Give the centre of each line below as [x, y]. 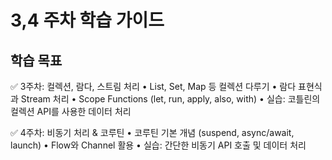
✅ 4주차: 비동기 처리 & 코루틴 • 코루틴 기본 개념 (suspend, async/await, [152, 132]
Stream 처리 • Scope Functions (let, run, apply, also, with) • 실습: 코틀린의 [170, 99]
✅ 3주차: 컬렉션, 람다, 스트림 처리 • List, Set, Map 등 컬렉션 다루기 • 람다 [153, 86]
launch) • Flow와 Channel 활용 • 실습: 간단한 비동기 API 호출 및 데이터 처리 [158, 145]
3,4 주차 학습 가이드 [87, 20]
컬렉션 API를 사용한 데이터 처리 [71, 111]
